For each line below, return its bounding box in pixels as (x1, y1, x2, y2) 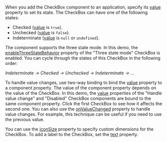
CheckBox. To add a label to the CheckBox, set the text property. (5, 132, 139, 137)
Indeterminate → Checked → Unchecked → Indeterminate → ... (5, 70, 135, 76)
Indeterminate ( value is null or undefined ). (12, 35, 100, 41)
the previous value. (5, 117, 45, 122)
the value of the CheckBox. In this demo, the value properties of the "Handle (5, 90, 162, 96)
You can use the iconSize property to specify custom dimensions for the (5, 126, 154, 132)
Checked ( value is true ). (12, 24, 63, 30)
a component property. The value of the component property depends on (5, 85, 157, 91)
